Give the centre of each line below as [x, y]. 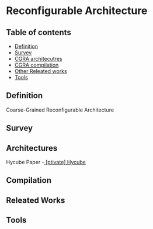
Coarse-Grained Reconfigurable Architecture [60, 110]
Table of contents [39, 32]
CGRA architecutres [38, 59]
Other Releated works [41, 71]
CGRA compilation [36, 65]
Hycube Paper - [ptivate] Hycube [46, 162]
